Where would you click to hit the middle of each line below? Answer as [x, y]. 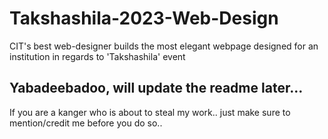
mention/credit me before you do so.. [86, 123]
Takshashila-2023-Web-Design [144, 18]
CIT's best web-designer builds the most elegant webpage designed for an [164, 46]
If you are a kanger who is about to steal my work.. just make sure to [150, 112]
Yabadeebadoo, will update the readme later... [156, 88]
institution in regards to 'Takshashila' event [97, 56]
